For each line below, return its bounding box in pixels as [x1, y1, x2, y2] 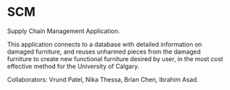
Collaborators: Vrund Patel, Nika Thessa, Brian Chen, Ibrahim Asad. [7, 75, 199, 83]
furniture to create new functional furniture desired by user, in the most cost [7, 54, 223, 63]
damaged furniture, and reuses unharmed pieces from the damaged [7, 47, 201, 56]
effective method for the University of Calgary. [7, 62, 140, 70]
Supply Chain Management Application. [7, 27, 120, 35]
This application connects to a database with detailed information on [7, 40, 202, 48]
